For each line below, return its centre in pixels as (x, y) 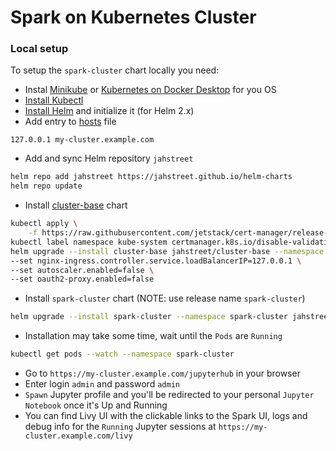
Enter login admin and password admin (102, 384)
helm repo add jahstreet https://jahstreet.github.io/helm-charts (151, 177)
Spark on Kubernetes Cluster (133, 17)
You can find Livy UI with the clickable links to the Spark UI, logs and (166, 416)
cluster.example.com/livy (78, 436)
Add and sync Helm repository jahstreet (109, 158)
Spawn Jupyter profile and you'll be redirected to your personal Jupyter (169, 395)
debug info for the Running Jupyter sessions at (120, 427)
